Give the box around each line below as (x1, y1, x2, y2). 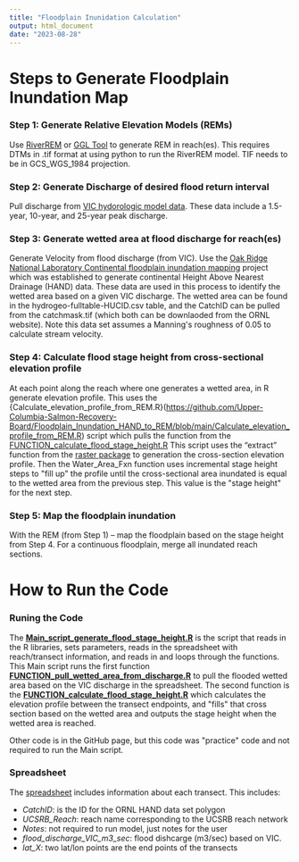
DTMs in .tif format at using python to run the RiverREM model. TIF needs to (9, 148, 288, 159)
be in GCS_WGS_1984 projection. (9, 158, 131, 169)
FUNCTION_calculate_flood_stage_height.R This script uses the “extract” (9, 439, 278, 450)
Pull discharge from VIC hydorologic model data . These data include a (9, 201, 267, 212)
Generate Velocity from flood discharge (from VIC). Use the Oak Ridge (9, 253, 268, 264)
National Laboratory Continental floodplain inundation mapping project (9, 263, 269, 273)
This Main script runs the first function (9, 660, 150, 671)
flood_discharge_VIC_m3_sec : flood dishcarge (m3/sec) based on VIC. (21, 833, 282, 843)
